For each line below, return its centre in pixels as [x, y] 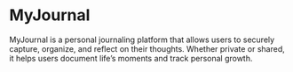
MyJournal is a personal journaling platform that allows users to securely [142, 40]
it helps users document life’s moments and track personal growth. [131, 58]
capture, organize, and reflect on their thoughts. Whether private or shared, [147, 48]
